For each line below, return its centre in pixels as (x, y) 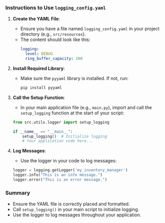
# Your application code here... (58, 141)
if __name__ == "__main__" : (43, 131)
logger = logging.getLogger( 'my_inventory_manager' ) (70, 170)
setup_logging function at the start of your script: (72, 113)
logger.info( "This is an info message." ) (58, 175)
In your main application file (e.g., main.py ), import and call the (86, 107)
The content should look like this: (55, 39)
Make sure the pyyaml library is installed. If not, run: (74, 78)
